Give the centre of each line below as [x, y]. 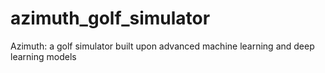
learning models [43, 56]
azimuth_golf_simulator [110, 18]
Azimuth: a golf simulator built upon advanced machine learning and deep [162, 46]
